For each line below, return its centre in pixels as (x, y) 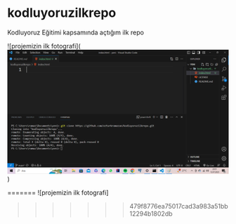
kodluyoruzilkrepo (62, 13)
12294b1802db (151, 213)
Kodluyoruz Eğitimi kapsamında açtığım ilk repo (76, 32)
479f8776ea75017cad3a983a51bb (179, 206)
